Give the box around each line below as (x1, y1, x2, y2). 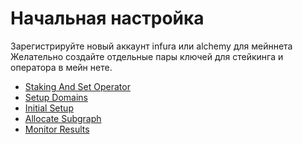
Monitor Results (24, 123, 90, 135)
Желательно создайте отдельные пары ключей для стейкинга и (10, 50, 284, 62)
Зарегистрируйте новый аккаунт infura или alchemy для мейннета (10, 40, 293, 52)
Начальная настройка (10, 7, 205, 30)
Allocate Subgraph (24, 112, 102, 124)
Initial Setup (24, 102, 74, 114)
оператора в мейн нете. (10, 61, 113, 73)
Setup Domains (24, 91, 88, 103)
